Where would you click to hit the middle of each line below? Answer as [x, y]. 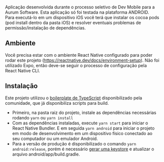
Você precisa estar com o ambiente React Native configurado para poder [79, 55]
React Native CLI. [23, 70]
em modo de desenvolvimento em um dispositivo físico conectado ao [82, 133]
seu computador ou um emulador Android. [55, 139]
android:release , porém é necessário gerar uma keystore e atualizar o [83, 149]
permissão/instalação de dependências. [46, 28]
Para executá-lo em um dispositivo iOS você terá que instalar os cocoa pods [82, 17]
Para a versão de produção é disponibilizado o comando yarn [74, 143]
